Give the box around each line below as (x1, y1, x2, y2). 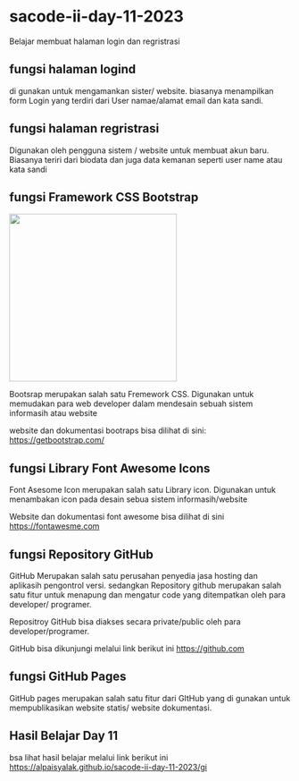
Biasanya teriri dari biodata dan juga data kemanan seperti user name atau (9, 154, 283, 165)
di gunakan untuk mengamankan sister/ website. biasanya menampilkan (9, 85, 274, 96)
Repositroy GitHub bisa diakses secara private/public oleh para (9, 616, 241, 627)
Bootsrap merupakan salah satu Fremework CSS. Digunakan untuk (9, 389, 254, 400)
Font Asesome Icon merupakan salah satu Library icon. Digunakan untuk (9, 485, 277, 496)
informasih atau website (9, 408, 98, 419)
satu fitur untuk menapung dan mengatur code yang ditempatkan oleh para (9, 590, 286, 600)
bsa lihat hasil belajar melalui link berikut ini (9, 751, 169, 762)
